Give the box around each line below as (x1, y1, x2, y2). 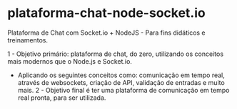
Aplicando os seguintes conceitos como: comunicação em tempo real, (17, 71, 225, 79)
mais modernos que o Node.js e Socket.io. (7, 57, 132, 65)
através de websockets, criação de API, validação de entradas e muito (17, 78, 225, 86)
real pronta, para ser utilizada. (17, 93, 106, 102)
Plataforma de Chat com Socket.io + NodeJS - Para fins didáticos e (7, 28, 206, 37)
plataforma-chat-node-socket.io (7, 5, 206, 21)
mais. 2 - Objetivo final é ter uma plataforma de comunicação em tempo (17, 86, 230, 94)
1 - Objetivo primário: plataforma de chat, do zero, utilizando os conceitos (7, 50, 223, 58)
